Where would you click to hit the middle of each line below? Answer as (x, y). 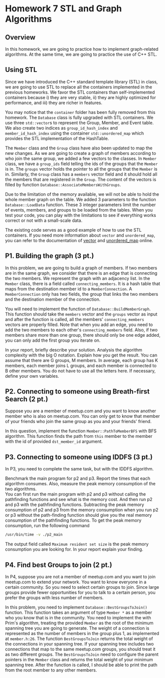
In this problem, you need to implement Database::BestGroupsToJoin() (76, 607)
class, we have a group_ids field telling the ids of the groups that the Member (82, 164)
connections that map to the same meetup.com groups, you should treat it (80, 649)
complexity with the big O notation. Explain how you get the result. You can (81, 355)
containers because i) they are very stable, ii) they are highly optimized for (81, 97)
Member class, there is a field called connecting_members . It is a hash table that (83, 284)
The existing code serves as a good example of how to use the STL (73, 230)
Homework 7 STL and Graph (64, 9)
